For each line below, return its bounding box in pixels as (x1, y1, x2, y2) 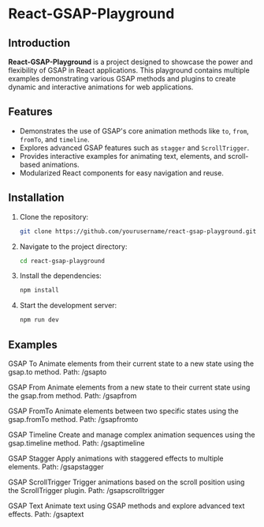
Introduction (8, 36, 71, 50)
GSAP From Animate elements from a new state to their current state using (8, 382, 251, 392)
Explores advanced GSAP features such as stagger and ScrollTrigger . (19, 143, 250, 152)
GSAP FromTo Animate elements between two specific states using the (8, 406, 239, 416)
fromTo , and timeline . (19, 134, 90, 144)
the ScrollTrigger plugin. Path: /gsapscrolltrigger (8, 485, 165, 495)
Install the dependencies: (19, 271, 102, 280)
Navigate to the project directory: (19, 242, 128, 251)
